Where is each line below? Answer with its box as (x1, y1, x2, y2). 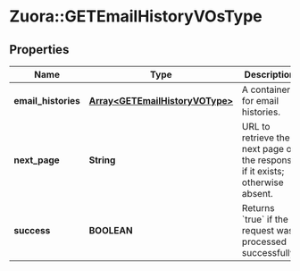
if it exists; (241, 165, 285, 177)
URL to (241, 121, 271, 132)
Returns (241, 202, 275, 214)
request (241, 224, 275, 236)
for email (241, 95, 279, 106)
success (13, 224, 51, 236)
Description (244, 69, 296, 80)
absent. (241, 188, 274, 199)
